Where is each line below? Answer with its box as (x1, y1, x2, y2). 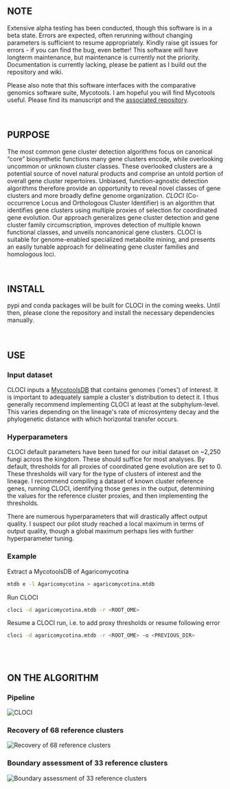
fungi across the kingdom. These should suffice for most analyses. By (7, 455, 205, 464)
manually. (7, 316, 34, 325)
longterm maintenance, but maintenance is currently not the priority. (7, 53, 200, 61)
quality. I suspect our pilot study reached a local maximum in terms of (7, 520, 205, 528)
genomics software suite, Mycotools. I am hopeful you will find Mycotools (7, 88, 216, 96)
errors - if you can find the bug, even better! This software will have (7, 45, 198, 54)
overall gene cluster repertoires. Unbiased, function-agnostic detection (7, 176, 208, 185)
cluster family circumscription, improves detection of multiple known (7, 221, 201, 229)
